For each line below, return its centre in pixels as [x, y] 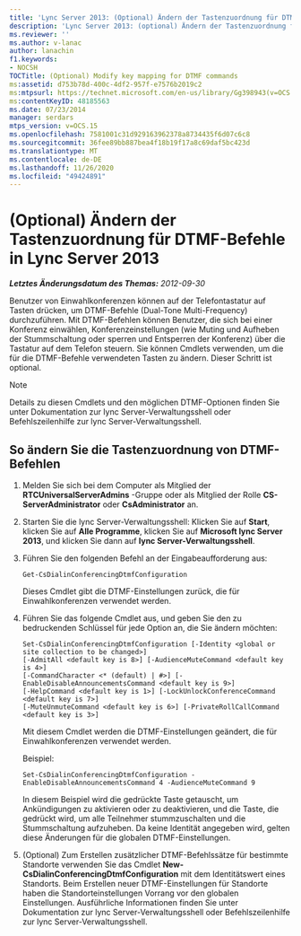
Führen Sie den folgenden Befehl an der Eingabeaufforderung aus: [145, 558]
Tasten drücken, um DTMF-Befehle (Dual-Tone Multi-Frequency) [129, 311]
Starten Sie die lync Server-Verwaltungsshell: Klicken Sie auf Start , [146, 522]
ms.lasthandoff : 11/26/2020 [62, 168]
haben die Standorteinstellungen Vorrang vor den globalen [130, 893]
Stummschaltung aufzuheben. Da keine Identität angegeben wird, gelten [156, 828]
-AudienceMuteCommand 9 [211, 783]
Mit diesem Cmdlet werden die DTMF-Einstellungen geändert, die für [150, 731]
